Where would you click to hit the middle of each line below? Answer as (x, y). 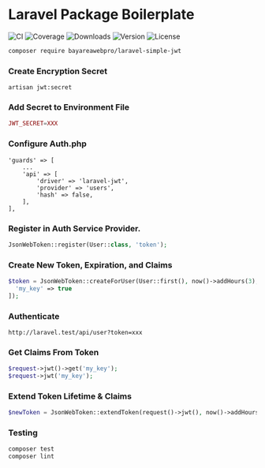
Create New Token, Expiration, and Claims (90, 264)
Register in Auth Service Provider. (75, 228)
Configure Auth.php (47, 144)
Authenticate (34, 316)
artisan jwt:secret (40, 88)
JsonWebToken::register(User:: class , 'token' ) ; (88, 245)
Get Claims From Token (54, 352)
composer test (32, 449)
